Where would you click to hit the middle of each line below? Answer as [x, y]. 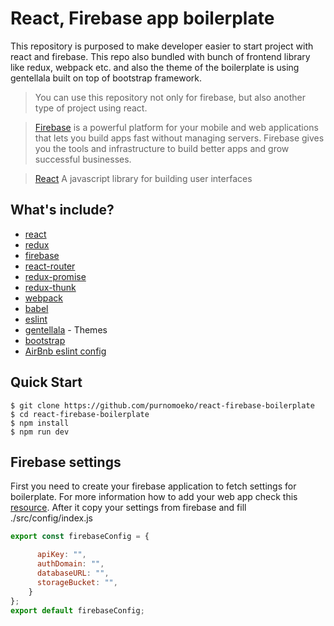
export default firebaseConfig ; [77, 610]
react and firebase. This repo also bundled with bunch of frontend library [160, 56]
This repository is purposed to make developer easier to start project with [162, 46]
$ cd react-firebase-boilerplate [80, 414]
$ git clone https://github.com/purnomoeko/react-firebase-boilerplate [162, 405]
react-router [50, 266]
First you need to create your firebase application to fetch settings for [153, 486]
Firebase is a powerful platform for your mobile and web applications [176, 127]
